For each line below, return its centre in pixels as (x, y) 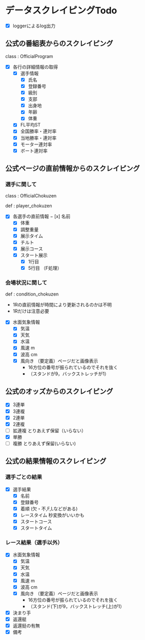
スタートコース (36, 521)
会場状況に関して (26, 282)
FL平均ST (30, 125)
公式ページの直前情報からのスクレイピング (72, 168)
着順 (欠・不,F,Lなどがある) (49, 508)
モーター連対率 (36, 144)
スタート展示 (34, 255)
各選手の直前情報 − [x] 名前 (42, 216)
